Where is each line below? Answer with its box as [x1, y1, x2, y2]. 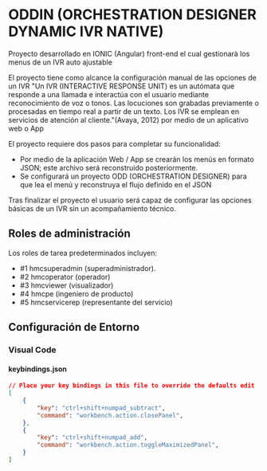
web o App [8, 124, 45, 133]
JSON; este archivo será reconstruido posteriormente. [19, 163, 198, 172]
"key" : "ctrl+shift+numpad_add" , [37, 434, 148, 442]
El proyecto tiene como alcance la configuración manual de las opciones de [8, 73, 257, 82]
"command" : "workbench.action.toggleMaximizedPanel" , [37, 441, 219, 449]
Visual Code [8, 344, 57, 355]
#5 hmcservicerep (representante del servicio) [19, 297, 173, 307]
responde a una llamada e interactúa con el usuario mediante [8, 89, 210, 99]
